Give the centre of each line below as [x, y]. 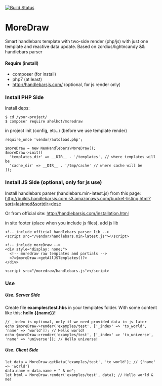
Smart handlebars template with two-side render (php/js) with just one [77, 41]
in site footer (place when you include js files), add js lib [62, 223]
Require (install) [22, 63]
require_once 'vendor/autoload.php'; [44, 140]
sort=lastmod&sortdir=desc [33, 204]
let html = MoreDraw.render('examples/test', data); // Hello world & [79, 375]
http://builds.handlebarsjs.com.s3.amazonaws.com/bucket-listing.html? [78, 198]
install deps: [18, 108]
